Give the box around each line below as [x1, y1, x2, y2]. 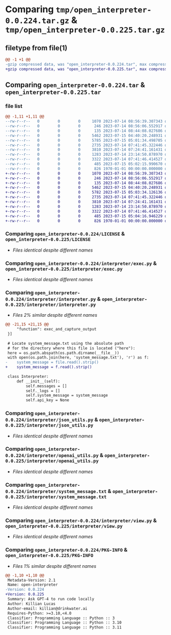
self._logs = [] [25, 388, 60, 393]
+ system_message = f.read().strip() [5, 365, 93, 370]
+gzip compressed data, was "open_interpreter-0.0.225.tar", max [5, 66, 147, 72]
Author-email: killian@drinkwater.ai [7, 606, 88, 611]
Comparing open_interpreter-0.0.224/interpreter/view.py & [5, 517, 157, 524]
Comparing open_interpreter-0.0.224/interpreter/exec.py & [5, 260, 157, 267]
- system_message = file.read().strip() [5, 360, 99, 365]
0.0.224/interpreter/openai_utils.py [5, 453, 99, 459]
